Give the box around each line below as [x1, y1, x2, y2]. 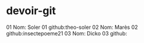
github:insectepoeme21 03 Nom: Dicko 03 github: [6, 29, 127, 37]
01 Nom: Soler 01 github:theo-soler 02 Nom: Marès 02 [6, 24, 138, 31]
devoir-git [6, 4, 56, 18]
